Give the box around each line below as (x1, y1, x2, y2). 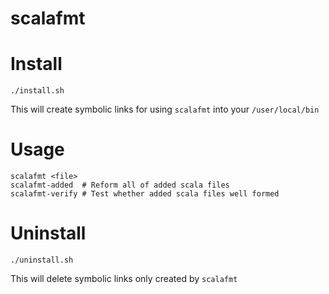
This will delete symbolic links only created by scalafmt (10, 273, 238, 284)
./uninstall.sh (10, 255, 74, 265)
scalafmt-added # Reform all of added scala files (10, 180, 230, 191)
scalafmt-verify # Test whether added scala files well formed (10, 189, 280, 199)
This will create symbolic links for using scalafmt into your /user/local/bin (10, 103, 320, 116)
